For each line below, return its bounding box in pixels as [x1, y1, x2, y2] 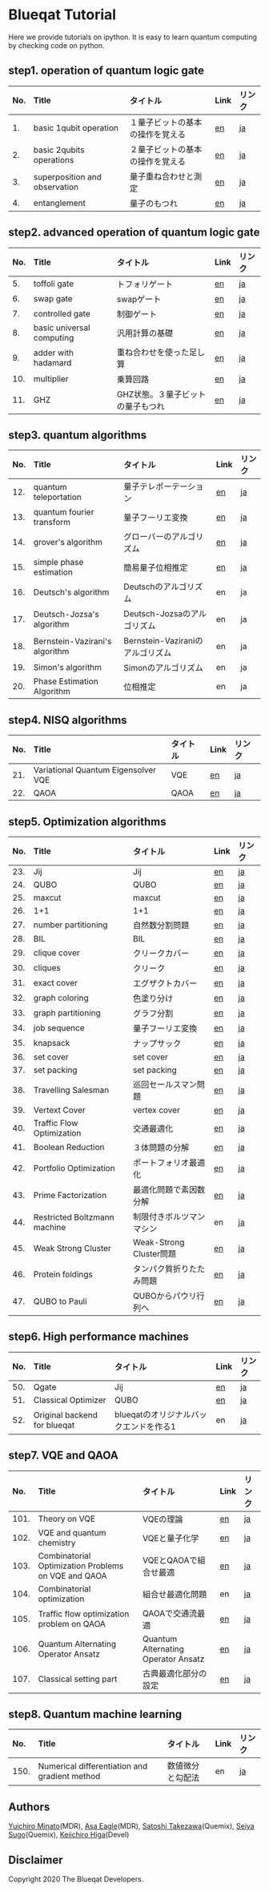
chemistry [38, 1537, 76, 1548]
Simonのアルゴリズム [123, 663, 204, 674]
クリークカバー [133, 948, 190, 958]
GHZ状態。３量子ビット [116, 389, 207, 400]
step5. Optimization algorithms [8, 815, 167, 829]
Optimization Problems [38, 1560, 124, 1571]
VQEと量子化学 [143, 1532, 199, 1543]
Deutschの [123, 581, 163, 592]
